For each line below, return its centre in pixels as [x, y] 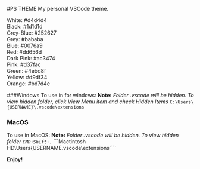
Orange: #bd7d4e [28, 84]
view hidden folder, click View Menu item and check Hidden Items [87, 102]
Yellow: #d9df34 [27, 77]
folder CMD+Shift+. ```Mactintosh [46, 142]
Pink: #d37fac [24, 64]
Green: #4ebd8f [26, 71]
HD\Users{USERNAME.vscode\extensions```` [62, 148]
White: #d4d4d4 [27, 20]
